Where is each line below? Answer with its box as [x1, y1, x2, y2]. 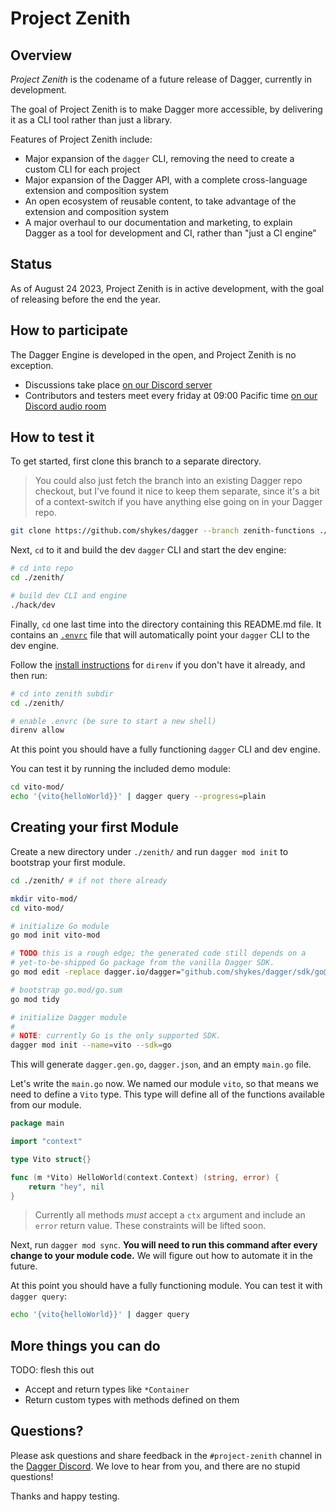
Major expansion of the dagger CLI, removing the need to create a [24, 153, 295, 164]
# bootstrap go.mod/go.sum [10, 985, 123, 995]
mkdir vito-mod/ [10, 893, 78, 904]
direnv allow [10, 725, 65, 736]
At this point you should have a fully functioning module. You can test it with [10, 1280, 323, 1292]
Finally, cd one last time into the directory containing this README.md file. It [10, 618, 322, 630]
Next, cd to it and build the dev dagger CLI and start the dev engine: [10, 544, 287, 556]
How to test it [10, 429, 95, 446]
